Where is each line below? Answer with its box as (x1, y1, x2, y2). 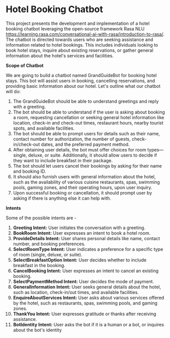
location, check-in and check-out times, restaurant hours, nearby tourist (13, 120, 164, 126)
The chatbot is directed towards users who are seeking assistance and (6, 36, 153, 43)
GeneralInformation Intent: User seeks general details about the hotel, (13, 284, 161, 290)
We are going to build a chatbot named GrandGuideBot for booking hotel (6, 72, 157, 78)
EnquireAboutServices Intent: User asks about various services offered (13, 294, 164, 301)
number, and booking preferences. (13, 241, 86, 247)
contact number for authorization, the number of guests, (13, 136, 131, 142)
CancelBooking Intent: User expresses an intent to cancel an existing (13, 268, 159, 274)
